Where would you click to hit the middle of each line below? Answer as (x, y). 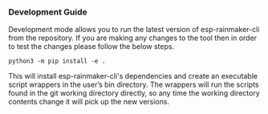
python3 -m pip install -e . (57, 61)
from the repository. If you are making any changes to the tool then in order (133, 38)
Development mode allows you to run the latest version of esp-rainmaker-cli (134, 30)
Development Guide (48, 12)
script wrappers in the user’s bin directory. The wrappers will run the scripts (134, 85)
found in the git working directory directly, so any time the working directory (134, 93)
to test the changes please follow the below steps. (91, 47)
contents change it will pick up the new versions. (89, 102)
